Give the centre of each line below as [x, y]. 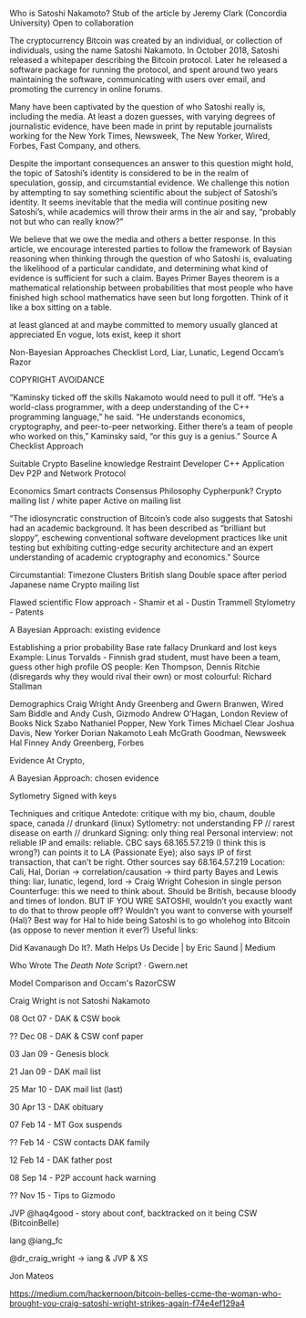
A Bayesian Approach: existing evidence [85, 630]
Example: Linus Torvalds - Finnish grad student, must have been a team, [145, 657]
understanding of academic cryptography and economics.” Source [135, 557]
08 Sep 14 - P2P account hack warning [83, 1178]
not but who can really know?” [66, 221]
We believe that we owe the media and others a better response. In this [143, 239]
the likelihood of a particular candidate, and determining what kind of [139, 268]
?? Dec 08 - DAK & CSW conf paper [76, 1036]
